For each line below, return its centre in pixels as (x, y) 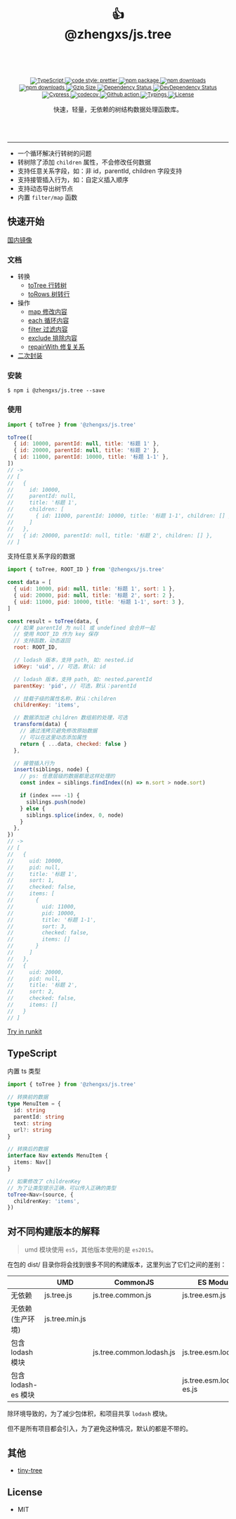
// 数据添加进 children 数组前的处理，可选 (71, 718)
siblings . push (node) (56, 802)
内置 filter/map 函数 (47, 197)
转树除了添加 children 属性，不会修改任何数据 (84, 162)
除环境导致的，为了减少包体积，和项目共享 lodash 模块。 (89, 1413)
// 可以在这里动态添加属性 (53, 737)
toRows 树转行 (49, 294)
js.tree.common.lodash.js (134, 1352)
